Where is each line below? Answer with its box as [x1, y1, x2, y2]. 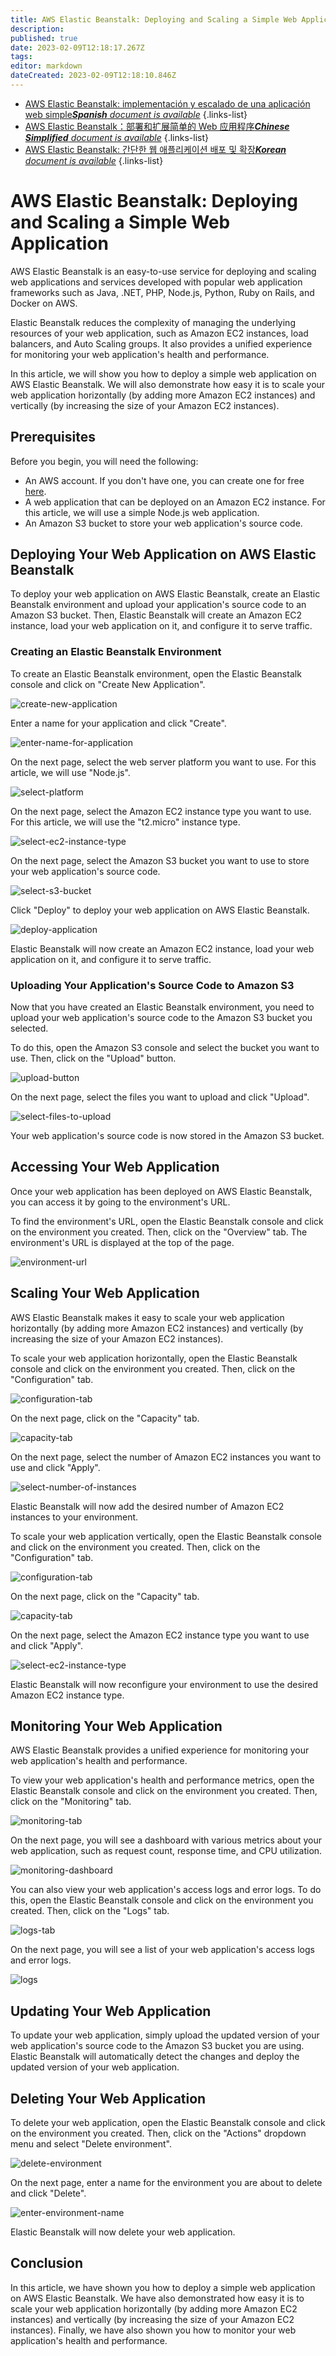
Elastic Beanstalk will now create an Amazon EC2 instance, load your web [10, 942, 315, 955]
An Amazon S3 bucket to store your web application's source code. [24, 517, 303, 529]
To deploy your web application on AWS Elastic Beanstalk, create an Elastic [10, 588, 321, 600]
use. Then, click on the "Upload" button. [10, 1052, 177, 1065]
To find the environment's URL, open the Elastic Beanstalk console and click [10, 1215, 324, 1227]
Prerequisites [10, 429, 96, 446]
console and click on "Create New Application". [10, 678, 206, 690]
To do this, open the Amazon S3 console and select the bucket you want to [10, 1042, 320, 1054]
